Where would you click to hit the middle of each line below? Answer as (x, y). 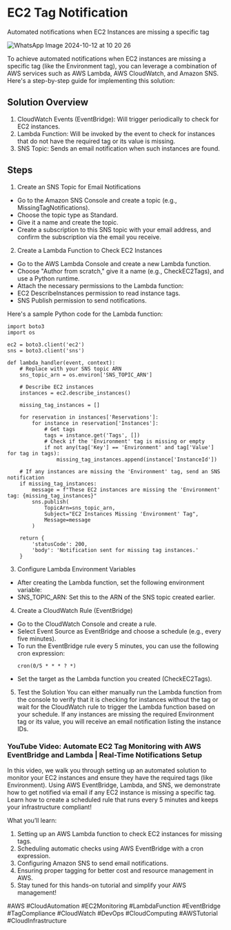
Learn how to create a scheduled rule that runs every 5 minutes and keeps (113, 799)
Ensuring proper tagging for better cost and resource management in (115, 870)
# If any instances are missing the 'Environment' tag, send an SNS (120, 471)
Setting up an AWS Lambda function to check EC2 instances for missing (120, 833)
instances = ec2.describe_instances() (75, 393)
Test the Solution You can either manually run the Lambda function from (119, 692)
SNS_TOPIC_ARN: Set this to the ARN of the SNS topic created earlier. (116, 597)
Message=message (67, 520)
